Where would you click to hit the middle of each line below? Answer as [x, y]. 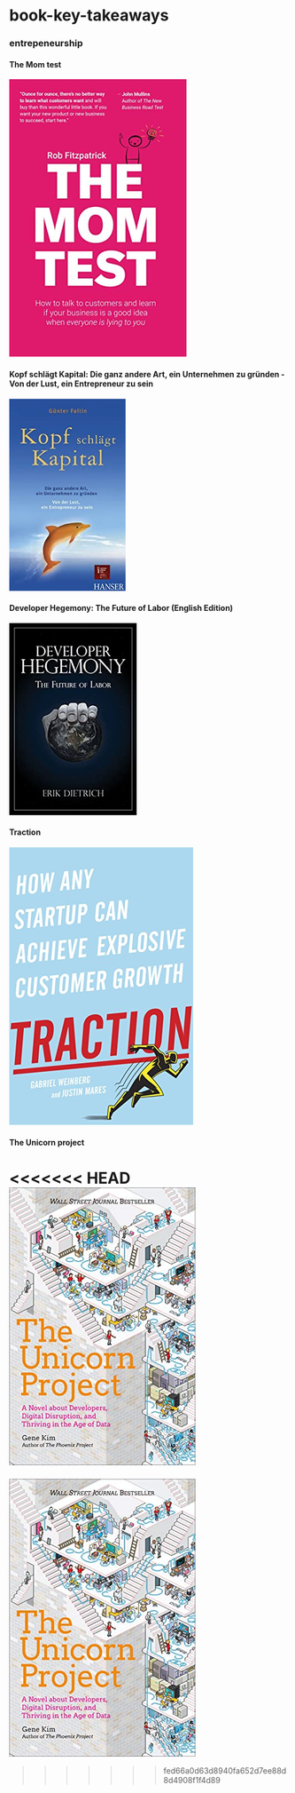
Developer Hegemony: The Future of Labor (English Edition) [121, 608]
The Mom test [35, 64]
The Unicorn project [47, 1142]
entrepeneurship [46, 44]
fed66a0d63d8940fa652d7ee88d [225, 1771]
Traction [25, 832]
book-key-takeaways [89, 16]
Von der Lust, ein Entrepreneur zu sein [81, 384]
